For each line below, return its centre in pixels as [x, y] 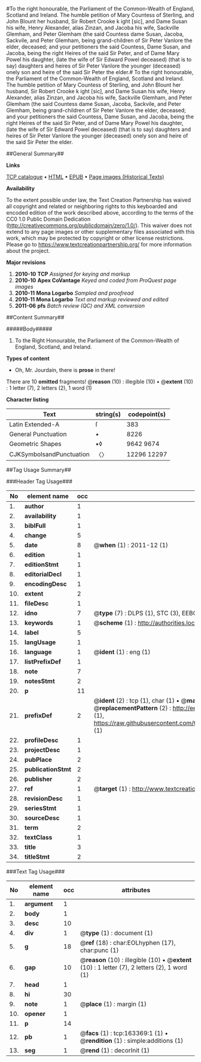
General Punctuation [38, 434]
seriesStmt [41, 808]
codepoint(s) [147, 414]
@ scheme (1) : [115, 623]
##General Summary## [35, 154]
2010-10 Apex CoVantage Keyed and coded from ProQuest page [96, 280]
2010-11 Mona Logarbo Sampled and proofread [74, 293]
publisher [39, 779]
